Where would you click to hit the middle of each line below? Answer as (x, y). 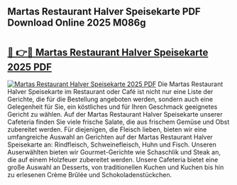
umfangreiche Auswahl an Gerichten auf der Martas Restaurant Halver (110, 137)
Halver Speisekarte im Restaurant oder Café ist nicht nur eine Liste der (110, 91)
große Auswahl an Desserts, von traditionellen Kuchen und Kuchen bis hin (116, 167)
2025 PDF (29, 67)
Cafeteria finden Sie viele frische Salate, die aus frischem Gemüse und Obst (118, 122)
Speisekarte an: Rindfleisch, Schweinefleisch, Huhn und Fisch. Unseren (112, 144)
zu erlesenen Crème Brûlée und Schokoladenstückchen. (90, 175)
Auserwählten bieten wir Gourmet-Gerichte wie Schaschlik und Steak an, (114, 152)
